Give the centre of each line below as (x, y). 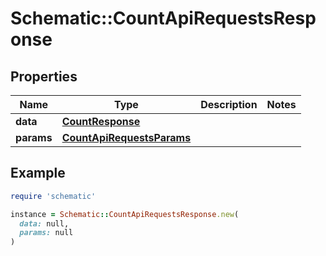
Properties (44, 76)
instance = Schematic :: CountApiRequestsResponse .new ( (125, 214)
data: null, (44, 223)
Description (229, 104)
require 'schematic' (53, 196)
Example (38, 173)
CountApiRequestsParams (126, 137)
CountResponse (101, 121)
